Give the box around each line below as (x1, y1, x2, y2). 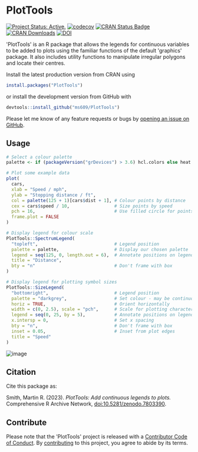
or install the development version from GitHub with (6, 93, 131, 100)
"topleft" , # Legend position (11, 241, 160, 247)
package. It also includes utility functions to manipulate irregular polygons (6, 53, 186, 60)
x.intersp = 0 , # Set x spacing (11, 318, 154, 324)
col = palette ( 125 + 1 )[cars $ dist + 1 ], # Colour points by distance (11, 197, 186, 203)
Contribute (6, 417, 47, 427)
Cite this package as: (6, 382, 57, 390)
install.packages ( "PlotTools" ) (6, 82, 83, 88)
